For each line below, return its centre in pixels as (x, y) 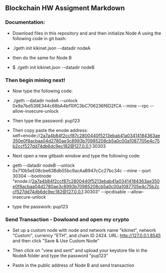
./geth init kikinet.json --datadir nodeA (51, 48)
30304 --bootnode (32, 176)
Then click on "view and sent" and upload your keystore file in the (80, 251)
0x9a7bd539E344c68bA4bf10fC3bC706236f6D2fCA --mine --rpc (81, 106)
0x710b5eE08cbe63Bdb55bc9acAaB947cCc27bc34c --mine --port (82, 170)
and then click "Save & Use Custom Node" (56, 241)
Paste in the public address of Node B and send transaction (73, 266)
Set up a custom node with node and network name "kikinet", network (84, 230)
